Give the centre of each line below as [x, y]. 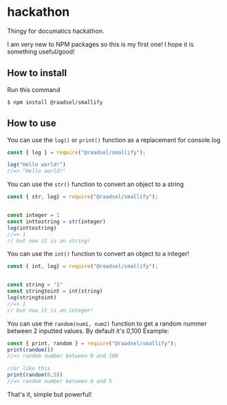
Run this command [34, 89]
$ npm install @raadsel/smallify [55, 102]
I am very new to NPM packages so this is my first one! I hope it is [100, 44]
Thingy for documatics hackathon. [56, 31]
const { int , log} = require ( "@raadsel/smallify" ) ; [83, 266]
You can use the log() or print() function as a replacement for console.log [114, 140]
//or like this [29, 369]
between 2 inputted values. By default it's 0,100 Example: [88, 331]
